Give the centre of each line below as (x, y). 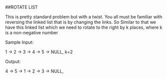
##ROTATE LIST (22, 7)
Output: (13, 61)
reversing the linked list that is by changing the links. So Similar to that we (81, 22)
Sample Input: (19, 42)
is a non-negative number (32, 33)
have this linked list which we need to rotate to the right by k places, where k (84, 27)
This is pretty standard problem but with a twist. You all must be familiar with (84, 17)
